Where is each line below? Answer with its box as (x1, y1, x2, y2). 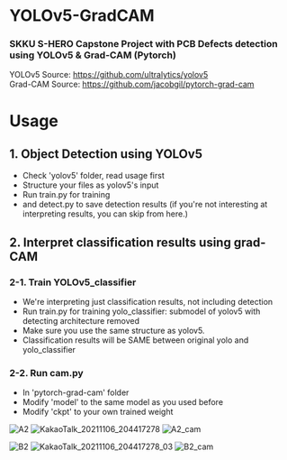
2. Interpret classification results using (9, 235, 231, 250)
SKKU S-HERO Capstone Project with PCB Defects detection (9, 38, 278, 51)
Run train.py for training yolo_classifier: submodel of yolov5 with (22, 306, 261, 317)
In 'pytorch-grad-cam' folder (22, 387, 130, 398)
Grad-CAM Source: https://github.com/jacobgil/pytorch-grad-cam (9, 78, 255, 90)
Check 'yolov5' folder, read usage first (22, 170, 165, 181)
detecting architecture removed (22, 316, 139, 327)
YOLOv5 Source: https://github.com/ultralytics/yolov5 (9, 69, 209, 80)
